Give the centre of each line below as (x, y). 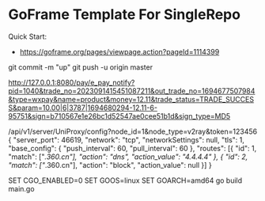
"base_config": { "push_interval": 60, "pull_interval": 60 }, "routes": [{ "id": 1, (132, 148)
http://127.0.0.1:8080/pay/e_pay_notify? (72, 82)
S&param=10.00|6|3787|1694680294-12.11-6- (83, 108)
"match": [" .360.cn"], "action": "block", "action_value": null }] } (110, 165)
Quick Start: (28, 36)
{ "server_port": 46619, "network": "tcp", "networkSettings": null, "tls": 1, (127, 139)
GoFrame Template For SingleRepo (125, 15)
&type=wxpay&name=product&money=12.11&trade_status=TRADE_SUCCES (131, 99)
